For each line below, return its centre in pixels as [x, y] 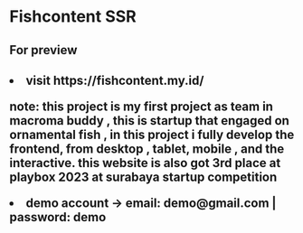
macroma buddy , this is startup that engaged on [149, 121]
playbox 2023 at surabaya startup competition [143, 177]
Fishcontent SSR [73, 17]
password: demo [58, 217]
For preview [43, 50]
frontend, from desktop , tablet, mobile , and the [147, 149]
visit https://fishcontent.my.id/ [115, 80]
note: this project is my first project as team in [142, 106]
